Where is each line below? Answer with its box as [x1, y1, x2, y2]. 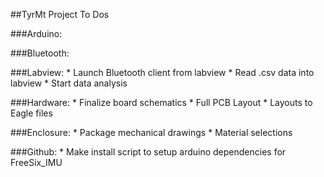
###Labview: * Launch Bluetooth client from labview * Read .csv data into [10, 67, 315, 78]
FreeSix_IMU [10, 157, 63, 168]
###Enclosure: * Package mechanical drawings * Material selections [10, 127, 293, 138]
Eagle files [10, 107, 53, 119]
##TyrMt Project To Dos [10, 9, 110, 20]
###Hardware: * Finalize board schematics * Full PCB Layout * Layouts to [10, 97, 313, 108]
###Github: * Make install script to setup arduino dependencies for [10, 146, 287, 158]
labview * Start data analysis [10, 77, 128, 89]
